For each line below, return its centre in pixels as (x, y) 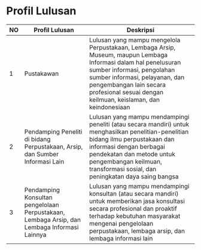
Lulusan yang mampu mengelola (135, 40)
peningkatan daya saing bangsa (134, 176)
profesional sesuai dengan (126, 92)
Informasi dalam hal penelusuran (135, 62)
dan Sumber (41, 154)
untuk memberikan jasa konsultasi (137, 201)
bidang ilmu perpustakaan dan (132, 139)
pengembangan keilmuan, (126, 161)
